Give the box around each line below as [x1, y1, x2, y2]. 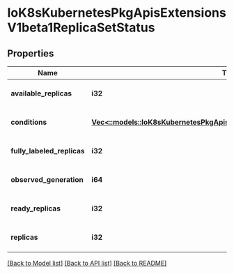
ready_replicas [10, 204, 61, 213]
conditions [10, 117, 47, 127]
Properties [7, 47, 54, 59]
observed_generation [10, 175, 84, 184]
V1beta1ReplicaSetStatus [7, 20, 155, 36]
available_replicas [10, 89, 72, 98]
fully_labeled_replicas [10, 146, 85, 155]
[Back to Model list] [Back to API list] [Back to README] [7, 259, 167, 267]
